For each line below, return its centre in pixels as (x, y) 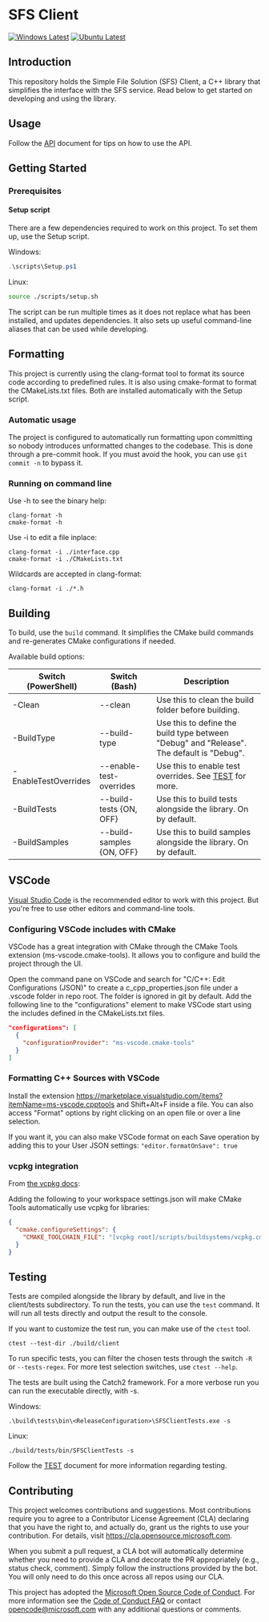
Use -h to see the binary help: (57, 501)
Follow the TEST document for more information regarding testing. (118, 1466)
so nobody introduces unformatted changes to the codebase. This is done (131, 446)
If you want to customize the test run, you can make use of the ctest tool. (129, 1329)
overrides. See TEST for (201, 777)
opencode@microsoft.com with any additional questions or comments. (125, 1609)
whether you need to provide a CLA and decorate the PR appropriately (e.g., (134, 1559)
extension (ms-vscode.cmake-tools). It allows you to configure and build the (134, 955)
